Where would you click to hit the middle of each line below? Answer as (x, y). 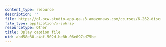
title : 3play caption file (33, 32)
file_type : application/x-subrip (40, 23)
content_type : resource (30, 10)
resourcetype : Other (26, 28)
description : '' (22, 14)
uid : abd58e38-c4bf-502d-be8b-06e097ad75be (51, 37)
